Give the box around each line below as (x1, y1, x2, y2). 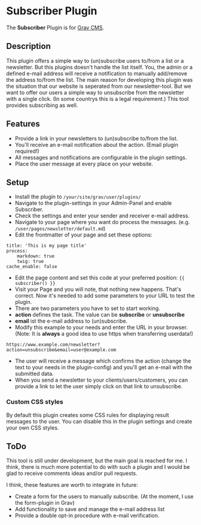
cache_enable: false (6, 264, 58, 270)
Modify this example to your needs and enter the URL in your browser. (14, 324, 188, 331)
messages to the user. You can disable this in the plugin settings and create (6, 417, 193, 425)
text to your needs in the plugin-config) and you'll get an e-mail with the (14, 364, 193, 371)
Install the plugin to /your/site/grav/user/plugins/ (14, 193, 142, 201)
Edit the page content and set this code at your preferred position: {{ (14, 274, 185, 281)
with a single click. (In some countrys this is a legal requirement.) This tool (6, 95, 189, 102)
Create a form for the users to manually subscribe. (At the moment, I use (14, 493, 194, 500)
